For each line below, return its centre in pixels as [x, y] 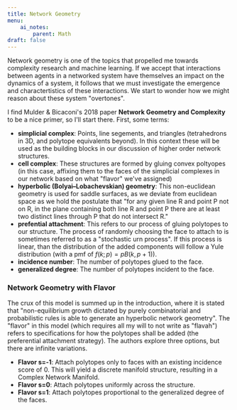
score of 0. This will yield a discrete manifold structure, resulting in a [117, 369]
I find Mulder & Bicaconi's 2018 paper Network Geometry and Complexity [116, 112]
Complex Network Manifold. [59, 377]
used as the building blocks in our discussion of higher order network [119, 149]
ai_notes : [35, 27]
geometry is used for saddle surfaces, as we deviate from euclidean [117, 194]
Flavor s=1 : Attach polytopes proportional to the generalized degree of [121, 392]
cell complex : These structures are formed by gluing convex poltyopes [121, 163]
